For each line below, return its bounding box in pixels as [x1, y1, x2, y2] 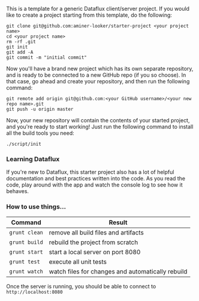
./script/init [6, 141, 42, 147]
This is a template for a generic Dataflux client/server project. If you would [6, 5, 190, 12]
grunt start [9, 248, 44, 255]
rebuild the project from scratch [49, 238, 138, 246]
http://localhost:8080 [6, 289, 63, 295]
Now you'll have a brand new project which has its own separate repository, [6, 65, 194, 72]
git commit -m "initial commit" [6, 55, 87, 61]
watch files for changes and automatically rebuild [49, 267, 188, 275]
